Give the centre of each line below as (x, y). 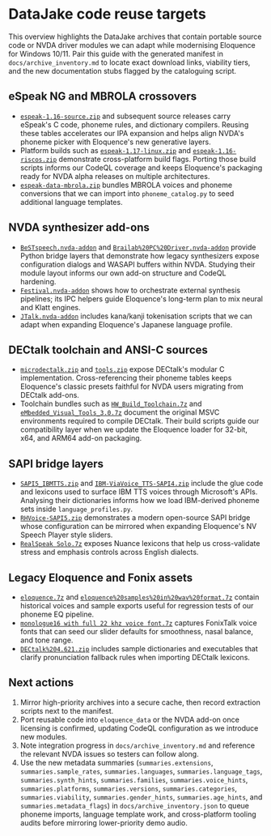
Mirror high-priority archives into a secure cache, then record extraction (140, 702)
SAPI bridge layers (56, 464)
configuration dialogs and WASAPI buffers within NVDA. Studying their (138, 264)
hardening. (38, 281)
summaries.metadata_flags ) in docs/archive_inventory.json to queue (134, 805)
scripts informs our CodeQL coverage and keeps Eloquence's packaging (141, 168)
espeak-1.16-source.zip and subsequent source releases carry (125, 116)
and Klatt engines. (50, 307)
